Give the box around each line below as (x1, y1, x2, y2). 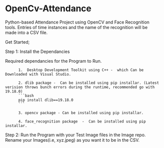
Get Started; (5, 39, 30, 45)
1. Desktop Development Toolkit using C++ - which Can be (18, 67, 144, 73)
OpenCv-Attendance (5, 3, 92, 14)
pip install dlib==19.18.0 (18, 98, 74, 102)
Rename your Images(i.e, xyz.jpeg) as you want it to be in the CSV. (5, 137, 140, 143)
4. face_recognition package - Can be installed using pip (18, 119, 146, 124)
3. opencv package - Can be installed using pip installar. (18, 110, 144, 115)
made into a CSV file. (5, 29, 48, 35)
